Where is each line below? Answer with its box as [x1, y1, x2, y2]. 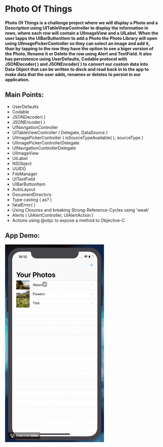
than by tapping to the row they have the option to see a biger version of [5, 45, 154, 52]
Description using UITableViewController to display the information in [5, 25, 148, 31]
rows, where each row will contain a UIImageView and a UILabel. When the [5, 30, 159, 36]
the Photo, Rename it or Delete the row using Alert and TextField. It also [5, 51, 152, 56]
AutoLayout [12, 186, 36, 192]
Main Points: [5, 91, 44, 99]
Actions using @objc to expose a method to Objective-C [12, 217, 125, 223]
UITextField [12, 176, 36, 182]
